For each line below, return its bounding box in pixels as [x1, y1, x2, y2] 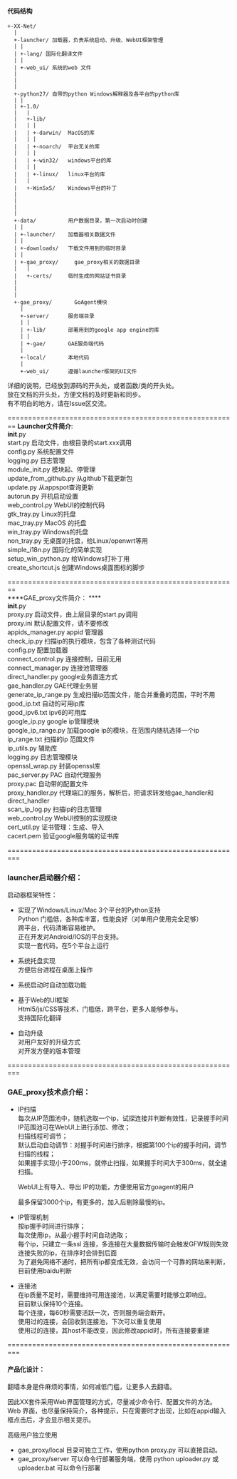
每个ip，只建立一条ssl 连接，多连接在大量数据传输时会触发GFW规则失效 [17, 1239, 229, 1248]
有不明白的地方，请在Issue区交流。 [7, 400, 110, 408]
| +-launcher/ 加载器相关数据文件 [14, 231, 116, 238]
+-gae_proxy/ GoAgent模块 [14, 299, 108, 306]
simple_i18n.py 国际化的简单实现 [7, 546, 102, 554]
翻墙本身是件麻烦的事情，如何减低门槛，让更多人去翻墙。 [7, 1383, 176, 1391]
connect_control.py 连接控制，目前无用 [7, 655, 122, 664]
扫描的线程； [17, 1149, 56, 1158]
